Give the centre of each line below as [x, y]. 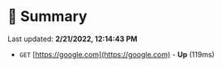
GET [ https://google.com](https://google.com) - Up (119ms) [117, 54]
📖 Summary [47, 17]
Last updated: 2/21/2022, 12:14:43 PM [73, 39]
